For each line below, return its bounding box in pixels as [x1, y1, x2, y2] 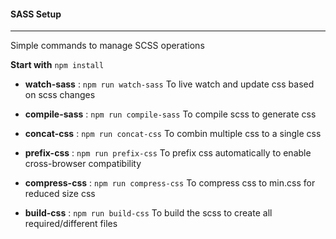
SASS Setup [10, 8, 62, 20]
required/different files [24, 218, 118, 230]
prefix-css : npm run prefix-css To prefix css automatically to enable [24, 147, 312, 159]
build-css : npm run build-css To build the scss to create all [24, 207, 273, 219]
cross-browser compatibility [24, 158, 142, 170]
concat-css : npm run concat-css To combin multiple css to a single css [24, 128, 322, 140]
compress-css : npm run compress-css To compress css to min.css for [24, 177, 316, 189]
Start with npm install [10, 59, 105, 71]
